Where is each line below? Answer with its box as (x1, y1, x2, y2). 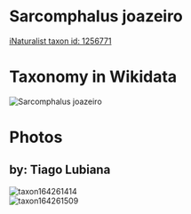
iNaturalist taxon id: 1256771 (9, 36, 112, 46)
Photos (9, 127, 63, 147)
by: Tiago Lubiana (9, 162, 111, 178)
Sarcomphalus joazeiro (9, 6, 184, 27)
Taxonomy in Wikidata (9, 67, 178, 87)
